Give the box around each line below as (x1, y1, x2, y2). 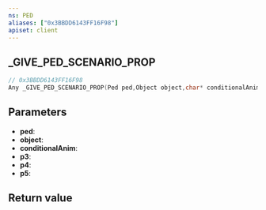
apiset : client (8, 26, 59, 34)
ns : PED (8, 11, 34, 20)
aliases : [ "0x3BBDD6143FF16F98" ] (8, 19, 119, 27)
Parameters (8, 106, 67, 119)
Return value (8, 191, 73, 205)
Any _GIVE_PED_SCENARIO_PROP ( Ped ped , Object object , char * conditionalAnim (8, 84, 260, 92)
